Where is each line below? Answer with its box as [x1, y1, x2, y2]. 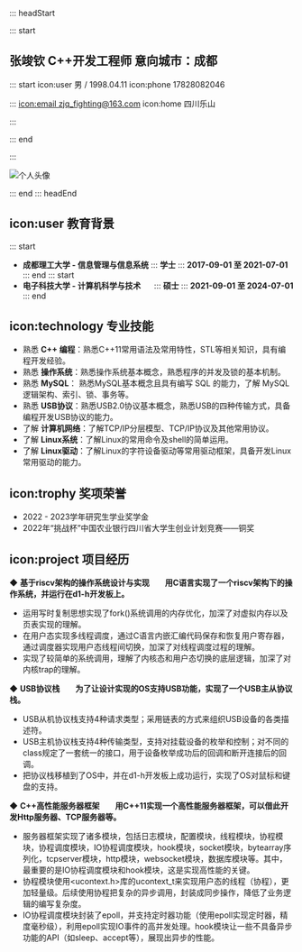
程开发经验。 [22, 355, 70, 366]
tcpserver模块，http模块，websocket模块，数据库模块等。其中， [46, 854, 288, 865]
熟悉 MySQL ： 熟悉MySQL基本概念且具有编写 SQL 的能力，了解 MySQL [22, 378, 290, 389]
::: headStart [9, 8, 56, 18]
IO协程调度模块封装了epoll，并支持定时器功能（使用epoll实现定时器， [22, 910, 281, 920]
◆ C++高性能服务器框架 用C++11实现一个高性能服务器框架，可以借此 [9, 801, 281, 811]
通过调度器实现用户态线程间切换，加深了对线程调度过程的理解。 [22, 642, 260, 653]
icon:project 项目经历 [9, 552, 130, 567]
